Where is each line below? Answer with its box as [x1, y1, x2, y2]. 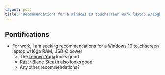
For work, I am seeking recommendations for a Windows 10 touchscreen [12, 43, 159, 49]
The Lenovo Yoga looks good [19, 54, 79, 60]
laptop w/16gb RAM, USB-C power [12, 48, 82, 54]
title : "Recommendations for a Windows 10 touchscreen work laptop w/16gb [5, 12, 162, 17]
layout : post [5, 7, 32, 12]
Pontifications [5, 30, 49, 38]
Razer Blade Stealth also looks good [19, 59, 93, 65]
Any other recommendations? [19, 64, 80, 70]
